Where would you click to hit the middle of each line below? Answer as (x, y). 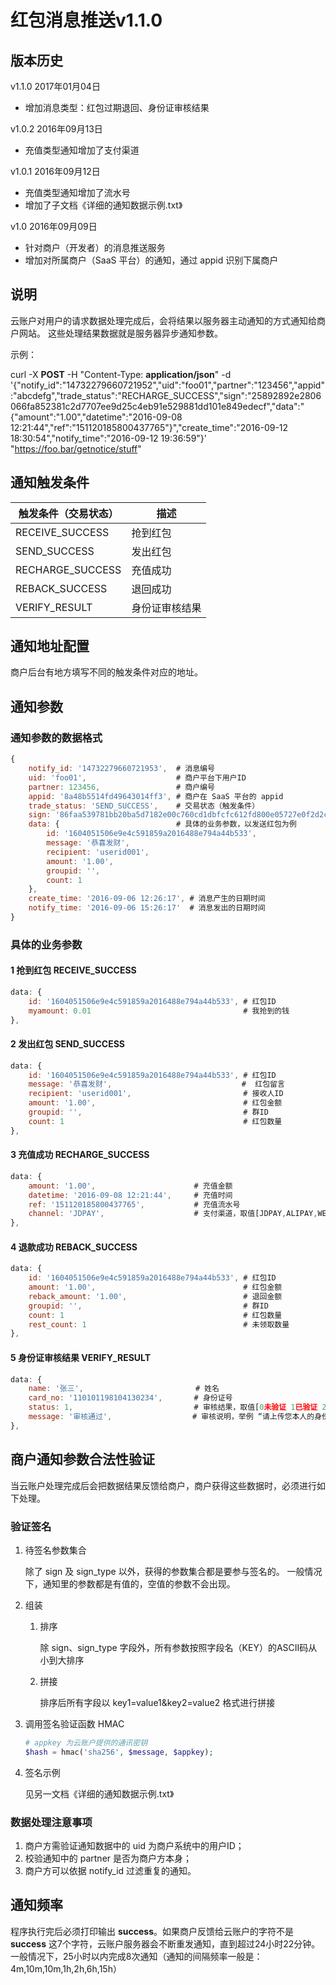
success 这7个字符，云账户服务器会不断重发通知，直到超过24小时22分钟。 (165, 1943)
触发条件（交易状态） (68, 513)
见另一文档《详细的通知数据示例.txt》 (99, 1793)
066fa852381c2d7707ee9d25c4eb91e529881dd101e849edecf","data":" (157, 406)
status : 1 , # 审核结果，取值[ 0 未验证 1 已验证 (173, 1407)
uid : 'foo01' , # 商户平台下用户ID (137, 777)
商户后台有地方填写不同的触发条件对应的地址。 (106, 672)
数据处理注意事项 (51, 1822)
